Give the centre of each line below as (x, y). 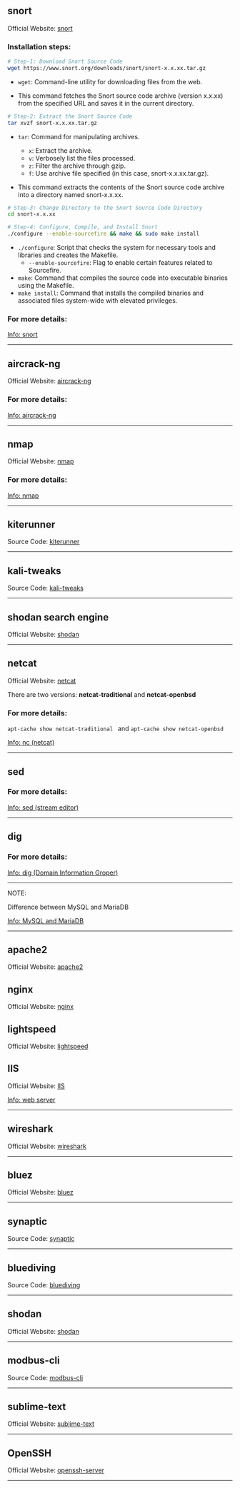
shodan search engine (58, 617)
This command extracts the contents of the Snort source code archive (121, 187)
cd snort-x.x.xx (31, 214)
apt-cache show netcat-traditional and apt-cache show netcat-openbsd (115, 729)
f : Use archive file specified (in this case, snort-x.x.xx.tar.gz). (119, 173)
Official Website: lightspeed (48, 1046)
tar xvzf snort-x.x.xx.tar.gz (52, 123)
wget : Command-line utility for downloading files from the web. (110, 81)
